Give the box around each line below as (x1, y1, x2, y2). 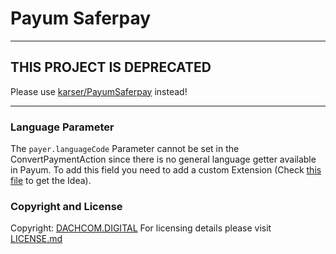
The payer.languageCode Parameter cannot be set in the (10, 143, 240, 155)
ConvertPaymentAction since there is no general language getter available (10, 153, 317, 166)
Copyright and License (10, 199, 123, 213)
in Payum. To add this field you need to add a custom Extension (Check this (10, 164, 322, 176)
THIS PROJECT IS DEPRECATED (10, 59, 212, 76)
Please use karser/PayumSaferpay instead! (10, 85, 188, 97)
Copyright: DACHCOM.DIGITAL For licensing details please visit (10, 222, 272, 234)
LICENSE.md (10, 233, 63, 245)
